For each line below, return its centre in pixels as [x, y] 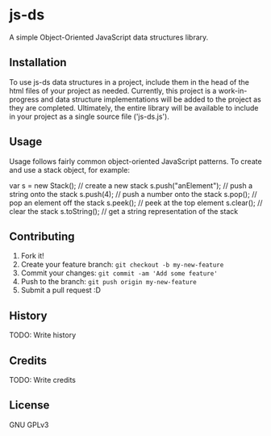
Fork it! [33, 256]
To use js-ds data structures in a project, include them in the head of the [129, 82]
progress [24, 99]
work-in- [233, 90]
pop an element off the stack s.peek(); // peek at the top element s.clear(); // [136, 203]
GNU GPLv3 [29, 425]
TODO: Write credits [42, 380]
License [29, 405]
